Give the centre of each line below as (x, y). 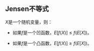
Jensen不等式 (27, 9)
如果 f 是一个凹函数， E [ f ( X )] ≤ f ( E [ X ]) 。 (52, 32)
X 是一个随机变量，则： (29, 22)
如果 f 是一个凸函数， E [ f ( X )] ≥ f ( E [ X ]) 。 (52, 43)
